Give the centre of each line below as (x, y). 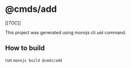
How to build (25, 48)
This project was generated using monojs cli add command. (66, 32)
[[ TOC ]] (13, 23)
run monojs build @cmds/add (34, 60)
